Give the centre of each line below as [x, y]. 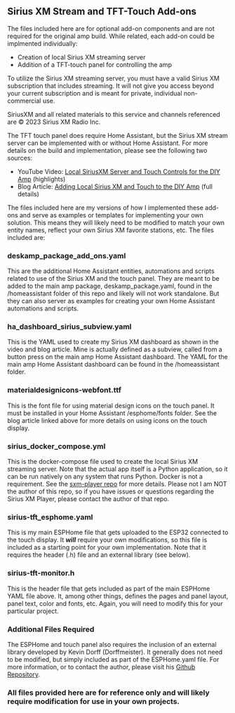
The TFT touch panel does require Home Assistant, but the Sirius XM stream [117, 135]
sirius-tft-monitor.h [41, 573]
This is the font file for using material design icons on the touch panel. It [111, 405]
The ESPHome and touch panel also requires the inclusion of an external [112, 644]
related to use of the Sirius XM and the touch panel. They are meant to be [113, 279]
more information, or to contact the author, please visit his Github [101, 667]
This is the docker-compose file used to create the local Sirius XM [103, 461]
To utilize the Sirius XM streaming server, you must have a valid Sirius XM [113, 78]
